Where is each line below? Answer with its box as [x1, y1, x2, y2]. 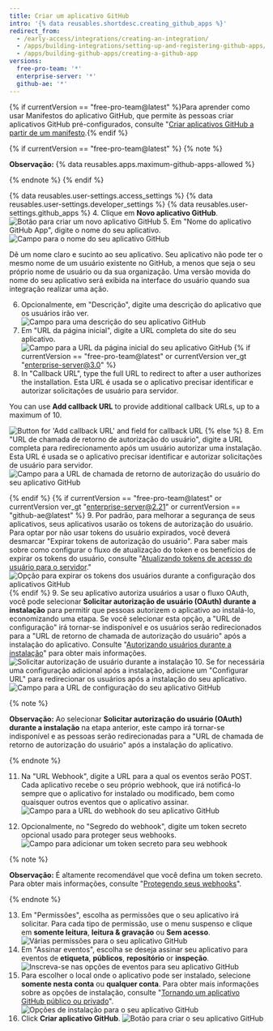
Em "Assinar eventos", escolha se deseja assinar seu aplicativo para [20, 944, 248, 954]
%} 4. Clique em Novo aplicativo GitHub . [80, 207, 218, 217]
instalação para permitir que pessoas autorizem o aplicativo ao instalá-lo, [9, 605, 256, 614]
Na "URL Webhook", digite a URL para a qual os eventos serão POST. [20, 771, 252, 781]
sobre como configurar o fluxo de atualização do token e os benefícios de [9, 545, 256, 554]
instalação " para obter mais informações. [9, 648, 147, 657]
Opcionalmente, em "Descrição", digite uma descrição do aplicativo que [20, 299, 262, 309]
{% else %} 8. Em [204, 426, 264, 435]
